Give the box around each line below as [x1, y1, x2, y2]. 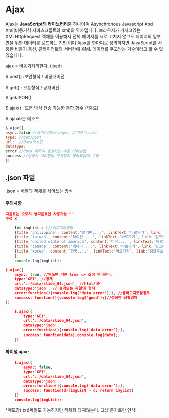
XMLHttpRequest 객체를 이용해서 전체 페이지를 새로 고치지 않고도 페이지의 [5, 33, 152, 39]
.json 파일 [5, 174, 35, 182]
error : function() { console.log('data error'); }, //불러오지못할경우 [14, 291, 150, 296]
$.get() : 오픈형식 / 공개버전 [5, 84, 60, 90]
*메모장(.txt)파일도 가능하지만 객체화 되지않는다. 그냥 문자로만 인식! [5, 407, 137, 413]
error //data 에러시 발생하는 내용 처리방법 [5, 149, 87, 154]
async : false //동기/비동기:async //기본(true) [5, 130, 97, 135]
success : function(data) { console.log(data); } [23, 332, 121, 338]
